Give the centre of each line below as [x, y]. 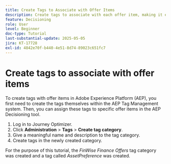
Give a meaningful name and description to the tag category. [76, 135]
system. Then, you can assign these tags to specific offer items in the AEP [83, 109]
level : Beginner [22, 29]
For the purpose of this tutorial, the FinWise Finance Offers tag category [81, 150]
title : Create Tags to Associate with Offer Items [60, 10]
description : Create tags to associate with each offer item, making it [84, 15]
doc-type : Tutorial [26, 34]
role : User [17, 24]
